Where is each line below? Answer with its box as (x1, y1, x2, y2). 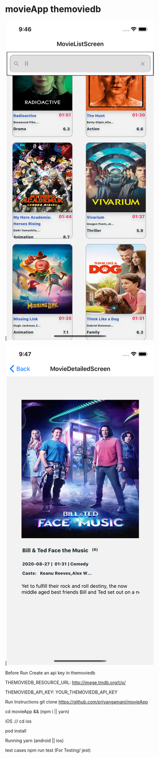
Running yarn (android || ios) (5, 738, 64, 744)
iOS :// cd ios (5, 718, 32, 724)
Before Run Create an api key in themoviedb (5, 670, 95, 676)
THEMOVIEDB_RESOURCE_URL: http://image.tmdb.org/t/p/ (5, 679, 126, 685)
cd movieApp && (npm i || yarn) (5, 708, 70, 715)
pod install (5, 728, 26, 734)
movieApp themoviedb (5, 3, 101, 15)
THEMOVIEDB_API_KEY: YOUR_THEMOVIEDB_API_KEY (5, 689, 118, 695)
